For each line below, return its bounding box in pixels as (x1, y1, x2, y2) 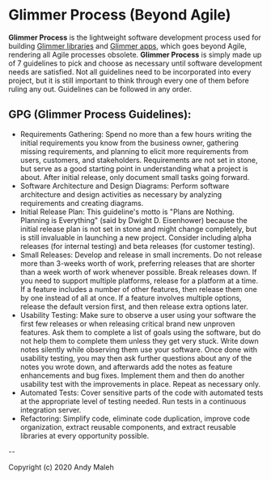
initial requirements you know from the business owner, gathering (19, 138, 239, 148)
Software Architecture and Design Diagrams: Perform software (19, 181, 230, 191)
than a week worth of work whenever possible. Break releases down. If (19, 267, 257, 276)
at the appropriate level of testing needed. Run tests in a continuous (19, 396, 247, 406)
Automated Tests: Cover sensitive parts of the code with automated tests (19, 388, 264, 397)
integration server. (19, 405, 82, 414)
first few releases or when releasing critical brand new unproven (19, 319, 235, 328)
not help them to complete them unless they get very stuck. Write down (19, 336, 259, 345)
